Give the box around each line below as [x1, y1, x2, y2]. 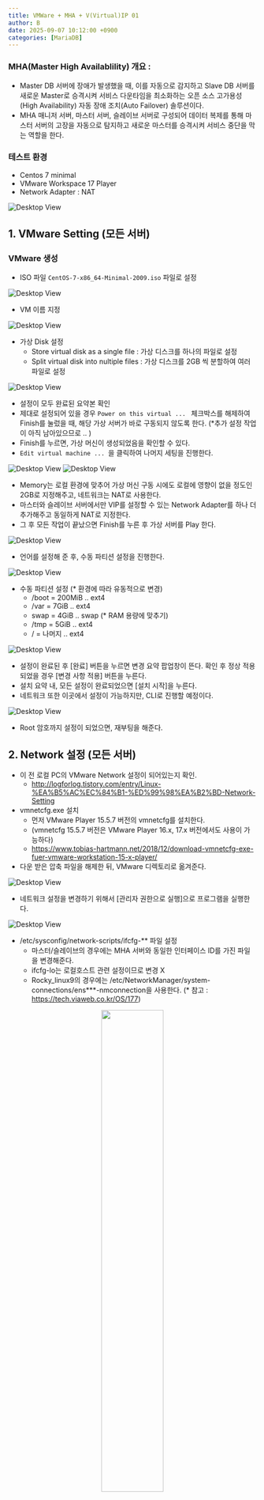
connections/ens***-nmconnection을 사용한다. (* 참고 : [31, 985, 209, 995]
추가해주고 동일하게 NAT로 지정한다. [19, 509, 132, 519]
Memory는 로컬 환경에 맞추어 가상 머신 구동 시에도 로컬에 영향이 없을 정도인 [19, 480, 253, 489]
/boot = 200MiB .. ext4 [31, 592, 106, 602]
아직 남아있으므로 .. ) [28, 428, 92, 437]
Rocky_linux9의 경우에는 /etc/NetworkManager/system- [31, 976, 211, 985]
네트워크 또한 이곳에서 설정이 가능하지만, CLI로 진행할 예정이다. [19, 690, 214, 700]
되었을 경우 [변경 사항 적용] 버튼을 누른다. [19, 671, 147, 680]
